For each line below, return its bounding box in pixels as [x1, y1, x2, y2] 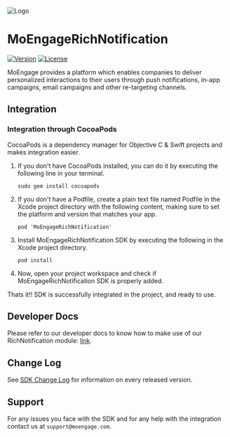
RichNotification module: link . [7, 337, 93, 345]
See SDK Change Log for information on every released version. [7, 376, 193, 384]
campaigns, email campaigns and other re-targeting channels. [7, 83, 187, 91]
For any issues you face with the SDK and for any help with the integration [7, 415, 222, 423]
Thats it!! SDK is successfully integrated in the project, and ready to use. [7, 290, 216, 299]
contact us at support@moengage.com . [7, 422, 111, 431]
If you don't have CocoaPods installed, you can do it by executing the [17, 162, 219, 170]
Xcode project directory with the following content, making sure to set [17, 202, 219, 211]
